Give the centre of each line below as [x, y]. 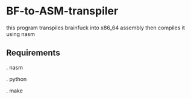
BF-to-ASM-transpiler [62, 11]
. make [14, 91]
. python [17, 79]
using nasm [20, 34]
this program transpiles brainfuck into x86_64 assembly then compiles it [95, 28]
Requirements [33, 53]
